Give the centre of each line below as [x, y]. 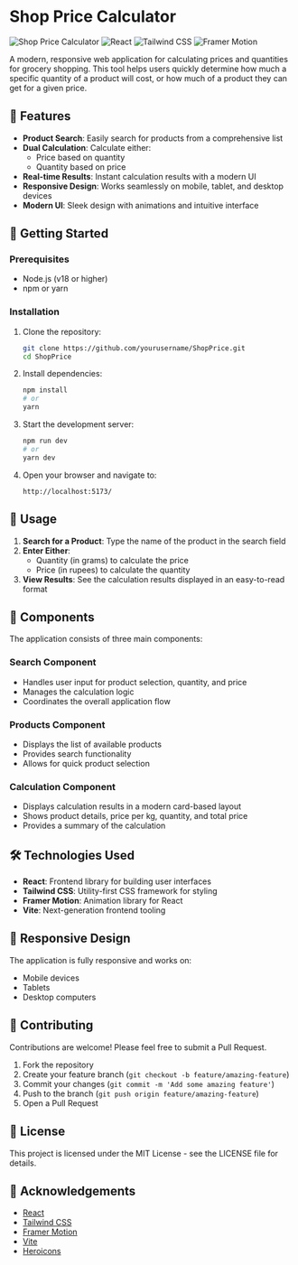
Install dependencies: [62, 374]
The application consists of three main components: [106, 639]
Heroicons [42, 1251]
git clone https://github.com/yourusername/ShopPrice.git [134, 348]
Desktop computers [59, 997]
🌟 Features [40, 116]
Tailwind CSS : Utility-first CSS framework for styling [120, 891]
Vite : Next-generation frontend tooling [94, 910]
